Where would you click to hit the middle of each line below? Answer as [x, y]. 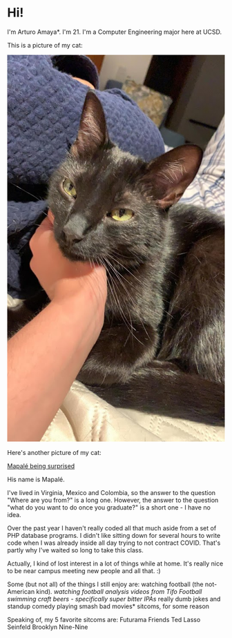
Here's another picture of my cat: [54, 452]
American [21, 591]
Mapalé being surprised [41, 466]
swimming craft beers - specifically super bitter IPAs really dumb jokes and [114, 599]
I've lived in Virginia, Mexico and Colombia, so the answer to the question [112, 492]
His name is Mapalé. [36, 479]
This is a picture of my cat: [45, 45]
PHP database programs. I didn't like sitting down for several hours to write [114, 535]
